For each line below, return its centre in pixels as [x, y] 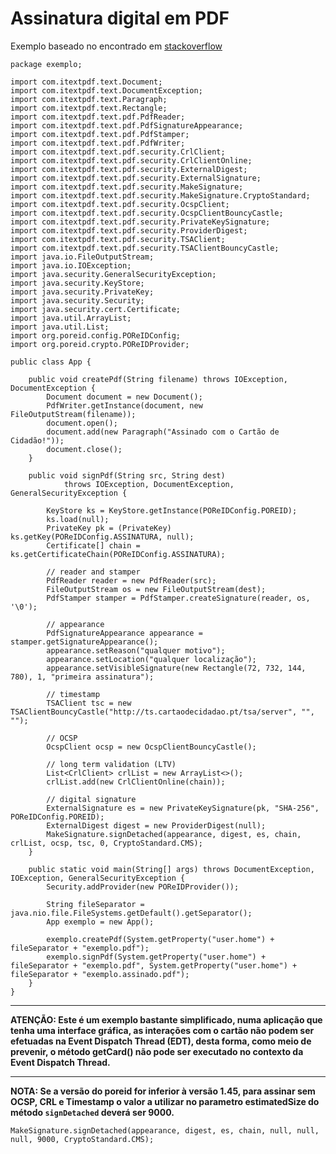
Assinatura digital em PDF [120, 18]
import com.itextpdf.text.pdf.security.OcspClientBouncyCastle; [147, 213]
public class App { [51, 362]
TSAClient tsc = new [89, 703]
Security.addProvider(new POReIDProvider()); [143, 887]
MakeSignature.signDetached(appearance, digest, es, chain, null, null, [165, 1130]
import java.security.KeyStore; [77, 283]
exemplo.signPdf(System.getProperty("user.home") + [156, 957]
